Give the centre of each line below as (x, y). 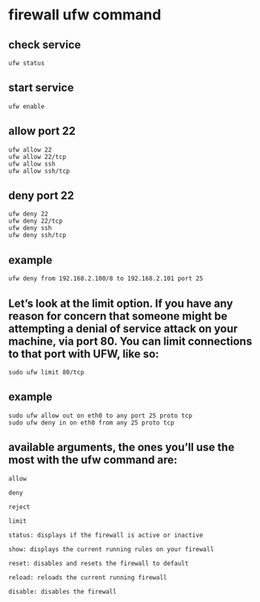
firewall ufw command (85, 15)
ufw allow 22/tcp (37, 157)
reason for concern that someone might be (118, 316)
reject (19, 507)
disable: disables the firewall (62, 592)
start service (41, 88)
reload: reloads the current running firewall (88, 577)
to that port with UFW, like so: (84, 354)
